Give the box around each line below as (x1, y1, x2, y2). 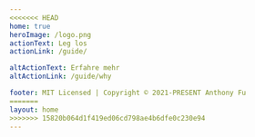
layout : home (9, 105, 59, 114)
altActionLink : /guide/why (9, 72, 112, 82)
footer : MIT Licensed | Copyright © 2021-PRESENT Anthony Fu (9, 88, 247, 97)
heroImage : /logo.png (9, 30, 92, 39)
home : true (9, 22, 51, 31)
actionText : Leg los (9, 38, 88, 48)
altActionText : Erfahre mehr (9, 64, 120, 73)
